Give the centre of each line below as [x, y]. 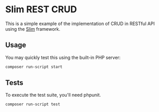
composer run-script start [34, 67]
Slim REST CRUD [41, 9]
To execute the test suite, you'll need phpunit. [53, 95]
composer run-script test [33, 104]
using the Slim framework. [33, 29]
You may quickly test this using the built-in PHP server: [63, 57]
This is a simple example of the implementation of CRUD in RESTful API [80, 24]
